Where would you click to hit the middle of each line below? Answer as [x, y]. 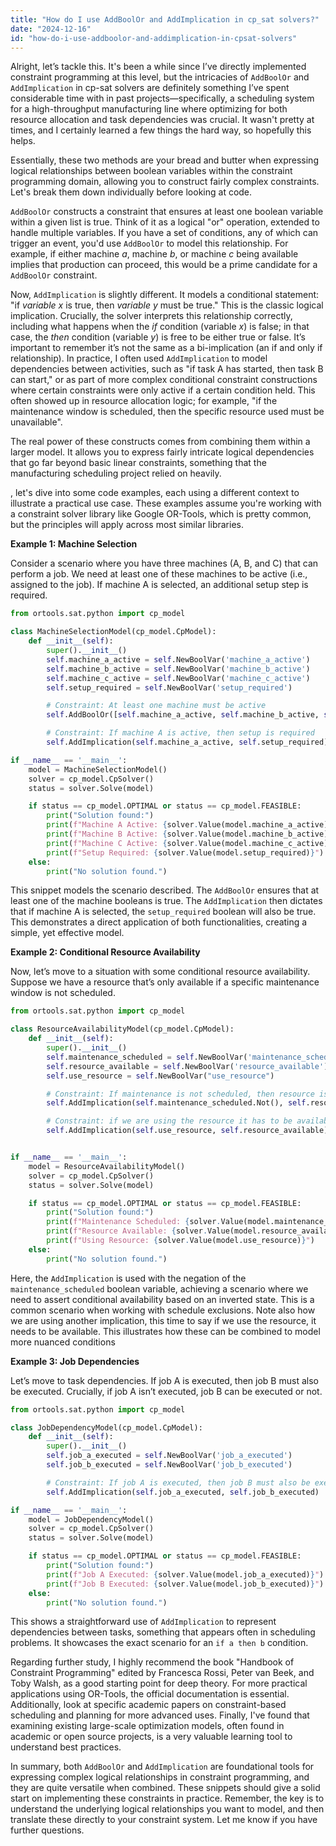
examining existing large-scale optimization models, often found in [147, 1726]
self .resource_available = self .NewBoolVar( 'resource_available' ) [187, 1066]
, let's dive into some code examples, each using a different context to [155, 493]
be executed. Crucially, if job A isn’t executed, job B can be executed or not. [166, 1391]
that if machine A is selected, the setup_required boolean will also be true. [163, 912]
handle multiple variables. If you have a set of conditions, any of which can [164, 233]
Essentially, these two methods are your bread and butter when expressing [164, 160]
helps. [23, 141]
